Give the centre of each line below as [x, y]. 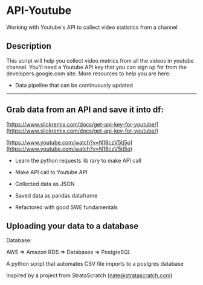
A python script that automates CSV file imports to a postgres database [95, 264]
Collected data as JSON [45, 184]
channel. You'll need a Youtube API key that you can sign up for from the [97, 67]
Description [29, 46]
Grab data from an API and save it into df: [85, 110]
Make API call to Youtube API [51, 172]
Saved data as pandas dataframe [56, 195]
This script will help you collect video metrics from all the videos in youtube [100, 60]
